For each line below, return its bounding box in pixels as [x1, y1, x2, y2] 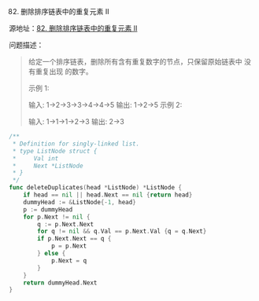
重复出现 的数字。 [35, 67, 93, 76]
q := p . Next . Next [37, 220, 94, 228]
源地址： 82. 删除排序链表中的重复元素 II [9, 24, 138, 33]
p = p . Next [50, 242, 87, 250]
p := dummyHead [23, 205, 73, 214]
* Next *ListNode [12, 162, 83, 170]
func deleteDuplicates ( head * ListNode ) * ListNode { [9, 184, 182, 192]
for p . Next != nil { [23, 213, 91, 221]
